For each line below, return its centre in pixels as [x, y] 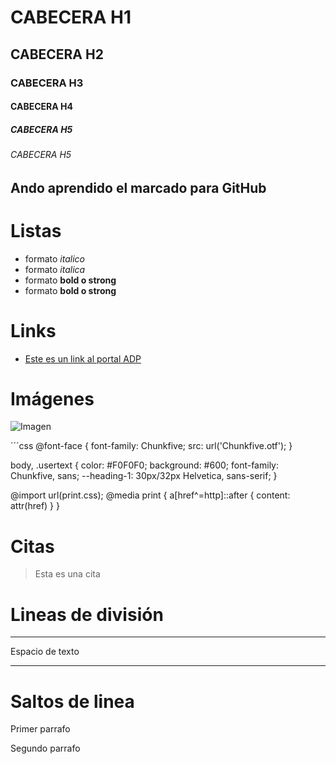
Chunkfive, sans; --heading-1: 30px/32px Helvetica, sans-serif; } [144, 476]
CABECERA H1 [71, 17]
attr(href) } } [35, 506]
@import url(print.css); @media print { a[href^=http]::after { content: [150, 495]
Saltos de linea [72, 701]
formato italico [55, 258]
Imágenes [52, 398]
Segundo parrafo [45, 748]
